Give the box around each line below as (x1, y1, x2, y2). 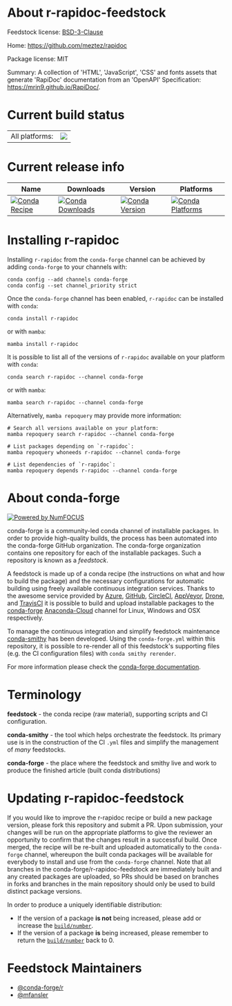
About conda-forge (7, 490, 120, 505)
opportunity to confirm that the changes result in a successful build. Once (7, 835, 217, 844)
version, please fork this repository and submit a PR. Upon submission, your (7, 820, 223, 829)
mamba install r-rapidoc (7, 340, 79, 347)
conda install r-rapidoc (7, 315, 79, 322)
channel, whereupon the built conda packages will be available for (23, 850, 213, 858)
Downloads (66, 184, 106, 193)
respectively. (7, 614, 43, 622)
